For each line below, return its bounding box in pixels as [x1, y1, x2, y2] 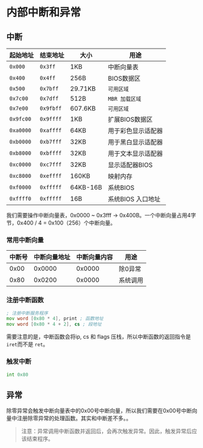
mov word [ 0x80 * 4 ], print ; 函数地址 [6, 316, 104, 322]
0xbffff [40, 150, 62, 157]
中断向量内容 [76, 253, 114, 262]
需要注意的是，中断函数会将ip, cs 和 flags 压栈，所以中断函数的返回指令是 [6, 333, 191, 341]
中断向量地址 [33, 253, 71, 262]
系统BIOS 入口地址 [108, 195, 161, 203]
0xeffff [40, 172, 62, 179]
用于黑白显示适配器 [108, 138, 163, 146]
